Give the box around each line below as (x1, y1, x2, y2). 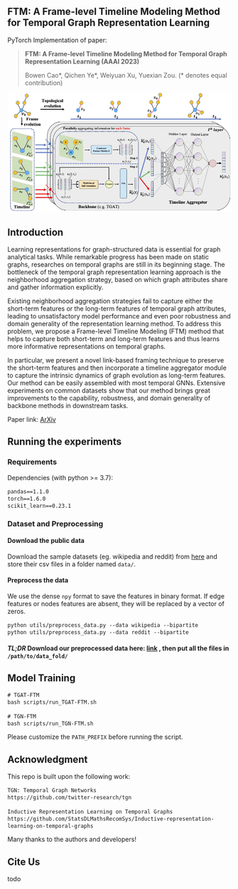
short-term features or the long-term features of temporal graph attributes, (7, 304, 227, 313)
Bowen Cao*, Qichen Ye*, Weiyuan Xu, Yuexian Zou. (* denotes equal (24, 71, 227, 79)
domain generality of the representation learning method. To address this (7, 319, 222, 328)
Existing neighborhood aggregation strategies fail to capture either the (7, 296, 213, 305)
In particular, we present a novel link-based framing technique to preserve (7, 355, 225, 364)
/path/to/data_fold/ (7, 653, 69, 660)
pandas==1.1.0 (7, 488, 50, 495)
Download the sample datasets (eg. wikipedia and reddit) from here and (7, 552, 218, 561)
